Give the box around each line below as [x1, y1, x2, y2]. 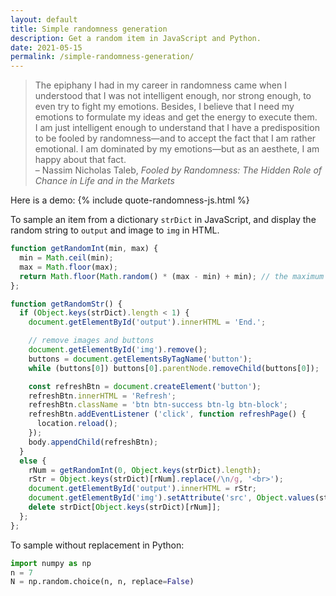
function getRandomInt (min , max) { [10, 244, 159, 254]
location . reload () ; [36, 419, 118, 429]
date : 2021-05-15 [10, 42, 83, 53]
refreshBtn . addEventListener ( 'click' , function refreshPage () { [28, 409, 307, 420]
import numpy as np [10, 558, 92, 568]
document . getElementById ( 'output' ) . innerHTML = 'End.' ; [28, 317, 267, 328]
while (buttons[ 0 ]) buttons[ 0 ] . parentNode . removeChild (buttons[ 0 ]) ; [28, 363, 320, 373]
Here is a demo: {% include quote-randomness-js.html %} [10, 194, 250, 206]
